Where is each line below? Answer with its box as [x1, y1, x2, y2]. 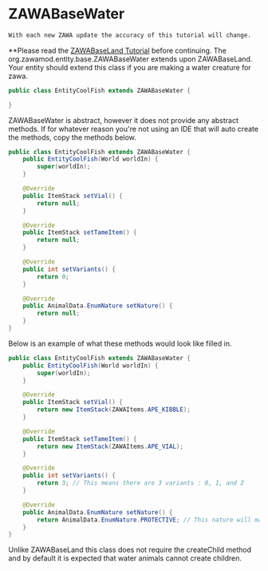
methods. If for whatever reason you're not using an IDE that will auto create [8, 124, 259, 133]
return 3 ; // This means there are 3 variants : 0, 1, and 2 [37, 479, 245, 487]
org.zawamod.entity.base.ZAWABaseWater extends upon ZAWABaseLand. [8, 54, 253, 64]
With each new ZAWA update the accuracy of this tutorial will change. [8, 31, 251, 39]
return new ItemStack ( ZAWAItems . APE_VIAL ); [37, 442, 183, 450]
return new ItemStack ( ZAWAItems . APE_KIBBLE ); [37, 406, 191, 414]
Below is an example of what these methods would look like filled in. [8, 339, 232, 348]
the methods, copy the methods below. [8, 133, 137, 142]
